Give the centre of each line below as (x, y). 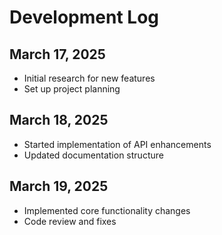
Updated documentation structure (93, 155)
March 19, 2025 (59, 186)
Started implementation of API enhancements (117, 144)
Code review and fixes (70, 221)
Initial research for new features (89, 78)
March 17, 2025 (57, 54)
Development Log (84, 17)
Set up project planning (72, 89)
